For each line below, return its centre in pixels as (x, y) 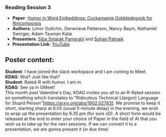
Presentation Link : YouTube (41, 44)
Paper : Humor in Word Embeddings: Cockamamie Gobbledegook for (82, 18)
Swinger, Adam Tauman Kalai (42, 34)
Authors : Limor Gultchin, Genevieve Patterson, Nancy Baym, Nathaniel (84, 29)
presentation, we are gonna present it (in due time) (57, 129)
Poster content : (30, 60)
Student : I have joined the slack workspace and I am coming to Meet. (76, 72)
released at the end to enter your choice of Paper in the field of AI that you (81, 119)
